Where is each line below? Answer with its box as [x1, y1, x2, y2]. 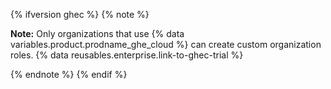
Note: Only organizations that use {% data [10, 28, 185, 39]
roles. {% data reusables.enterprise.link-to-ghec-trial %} [10, 49, 244, 61]
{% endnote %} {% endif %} [10, 69, 128, 80]
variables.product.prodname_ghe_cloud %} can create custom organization [10, 39, 322, 50]
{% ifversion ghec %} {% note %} [10, 9, 150, 20]
